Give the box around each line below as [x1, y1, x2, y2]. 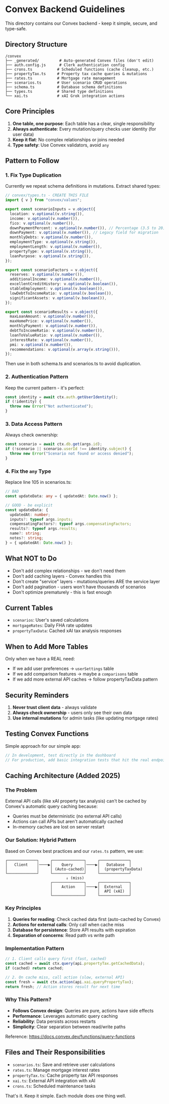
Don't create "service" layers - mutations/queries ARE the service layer [12, 578, 160, 584]
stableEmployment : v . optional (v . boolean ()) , [10, 286, 105, 291]
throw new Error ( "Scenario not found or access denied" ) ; [10, 451, 134, 456]
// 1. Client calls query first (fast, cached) [5, 956, 107, 962]
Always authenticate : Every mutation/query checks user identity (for [12, 126, 156, 132]
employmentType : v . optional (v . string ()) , [10, 240, 98, 245]
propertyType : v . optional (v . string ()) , [10, 249, 94, 254]
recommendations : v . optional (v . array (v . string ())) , [10, 347, 121, 352]
